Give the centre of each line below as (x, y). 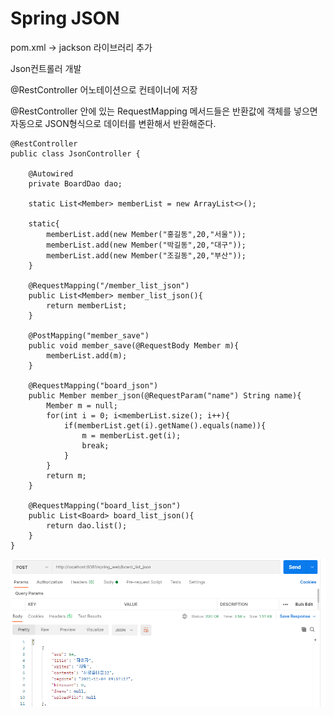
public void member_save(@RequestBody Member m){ (134, 345)
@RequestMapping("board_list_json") (105, 505)
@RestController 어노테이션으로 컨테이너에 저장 (104, 89)
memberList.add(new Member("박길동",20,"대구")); (146, 245)
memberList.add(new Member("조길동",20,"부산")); (146, 255)
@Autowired (51, 173)
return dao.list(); (87, 525)
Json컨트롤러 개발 (46, 68)
